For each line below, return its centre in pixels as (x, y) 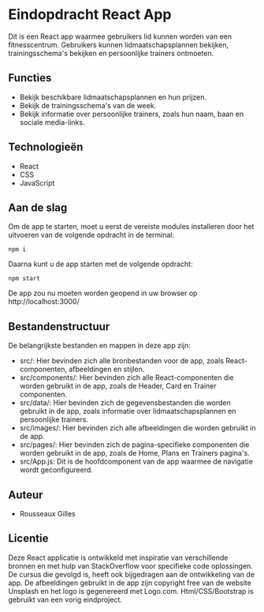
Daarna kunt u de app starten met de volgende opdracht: (100, 264)
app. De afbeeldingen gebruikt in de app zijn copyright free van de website (130, 583)
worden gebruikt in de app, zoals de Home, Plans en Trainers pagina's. (134, 453)
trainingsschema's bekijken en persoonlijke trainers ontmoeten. (111, 53)
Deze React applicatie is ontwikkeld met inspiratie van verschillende (118, 558)
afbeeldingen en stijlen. (106, 370)
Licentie (28, 539)
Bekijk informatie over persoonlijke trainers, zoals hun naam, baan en (132, 114)
